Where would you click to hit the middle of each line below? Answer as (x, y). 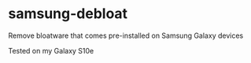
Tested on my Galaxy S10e (51, 50)
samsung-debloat (68, 14)
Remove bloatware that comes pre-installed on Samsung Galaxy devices (126, 35)
